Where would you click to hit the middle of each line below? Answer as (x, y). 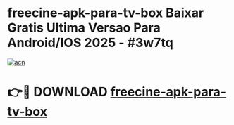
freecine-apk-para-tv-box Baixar (106, 13)
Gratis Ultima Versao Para (84, 28)
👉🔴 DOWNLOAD (57, 92)
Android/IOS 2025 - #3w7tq (91, 43)
